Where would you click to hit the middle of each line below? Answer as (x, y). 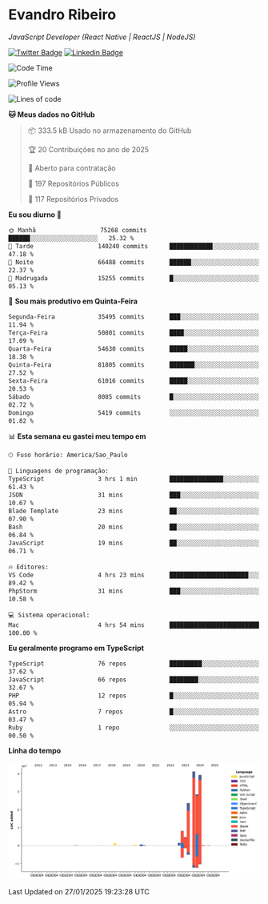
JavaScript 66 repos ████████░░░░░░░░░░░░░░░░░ (134, 679)
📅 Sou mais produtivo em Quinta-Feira (73, 301)
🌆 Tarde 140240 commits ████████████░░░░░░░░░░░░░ (134, 246)
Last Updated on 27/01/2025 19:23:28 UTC (79, 891)
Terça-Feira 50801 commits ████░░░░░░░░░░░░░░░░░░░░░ (134, 333)
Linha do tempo (35, 750)
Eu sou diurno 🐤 (35, 215)
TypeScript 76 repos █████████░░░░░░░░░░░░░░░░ (134, 663)
